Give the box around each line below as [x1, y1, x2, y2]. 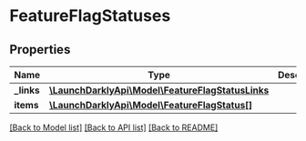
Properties [9, 42, 71, 57]
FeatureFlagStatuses [9, 5, 171, 26]
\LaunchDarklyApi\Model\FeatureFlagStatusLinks [48, 84, 270, 96]
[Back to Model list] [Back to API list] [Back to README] [9, 122, 219, 133]
